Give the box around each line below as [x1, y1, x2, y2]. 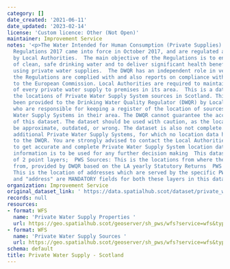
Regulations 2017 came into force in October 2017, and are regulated [13, 49, 219, 55]
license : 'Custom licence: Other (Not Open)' [7, 29, 139, 36]
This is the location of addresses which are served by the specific [13, 169, 216, 176]
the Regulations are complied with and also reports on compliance [13, 73, 210, 81]
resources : [7, 201, 38, 208]
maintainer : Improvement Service [7, 36, 103, 42]
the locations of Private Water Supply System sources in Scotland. [13, 93, 213, 100]
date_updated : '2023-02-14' [7, 23, 88, 29]
